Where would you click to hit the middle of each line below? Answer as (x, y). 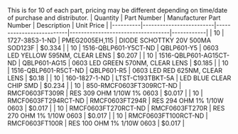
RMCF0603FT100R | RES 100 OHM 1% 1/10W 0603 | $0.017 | (96, 123)
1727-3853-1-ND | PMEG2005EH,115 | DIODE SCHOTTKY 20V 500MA (109, 40)
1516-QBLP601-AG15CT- (194, 55)
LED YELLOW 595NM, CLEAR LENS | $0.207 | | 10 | (82, 55)
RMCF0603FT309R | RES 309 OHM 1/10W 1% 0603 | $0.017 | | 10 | (106, 93)
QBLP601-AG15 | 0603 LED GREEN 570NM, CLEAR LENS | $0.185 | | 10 (125, 63)
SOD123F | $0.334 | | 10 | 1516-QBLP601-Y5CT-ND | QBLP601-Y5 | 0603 (113, 48)
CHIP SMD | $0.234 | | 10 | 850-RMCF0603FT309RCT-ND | (94, 85)
